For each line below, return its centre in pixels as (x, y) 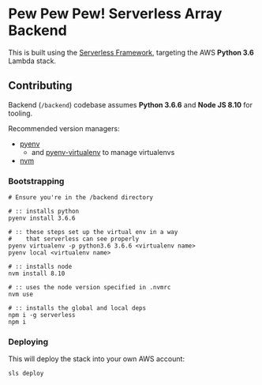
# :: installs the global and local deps (77, 308)
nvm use (21, 294)
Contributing (40, 86)
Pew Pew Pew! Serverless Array (115, 14)
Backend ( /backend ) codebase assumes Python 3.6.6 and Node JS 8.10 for (130, 104)
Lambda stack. (32, 61)
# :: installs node (40, 267)
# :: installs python (44, 211)
